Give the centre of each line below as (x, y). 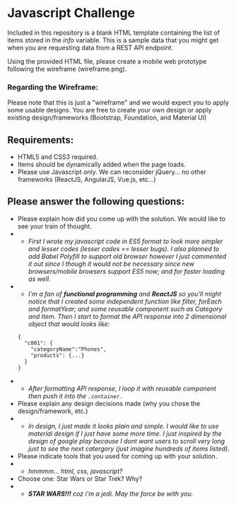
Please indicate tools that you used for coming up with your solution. (117, 456)
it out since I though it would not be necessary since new (111, 264)
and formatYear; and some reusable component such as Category (125, 308)
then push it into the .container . (75, 396)
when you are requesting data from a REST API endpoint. (90, 47)
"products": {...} (58, 355)
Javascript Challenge (71, 13)
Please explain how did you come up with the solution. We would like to (122, 219)
